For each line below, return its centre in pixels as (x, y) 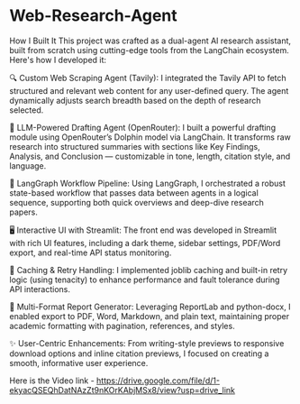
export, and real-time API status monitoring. (91, 252)
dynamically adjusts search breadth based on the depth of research (135, 100)
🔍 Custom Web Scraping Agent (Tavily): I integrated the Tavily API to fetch (148, 78)
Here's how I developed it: (58, 60)
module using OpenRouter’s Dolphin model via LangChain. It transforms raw (150, 137)
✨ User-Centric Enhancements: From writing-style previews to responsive (147, 343)
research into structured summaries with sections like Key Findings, (135, 146)
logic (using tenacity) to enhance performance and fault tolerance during (145, 280)
